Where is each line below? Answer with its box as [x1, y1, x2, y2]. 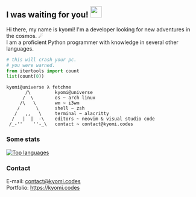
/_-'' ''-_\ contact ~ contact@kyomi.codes [8, 121, 134, 127]
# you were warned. [6, 62, 55, 68]
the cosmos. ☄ [6, 32, 43, 39]
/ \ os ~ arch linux [22, 95, 96, 101]
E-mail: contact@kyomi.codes [6, 177, 81, 184]
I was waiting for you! [6, 10, 89, 20]
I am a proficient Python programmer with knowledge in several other [6, 39, 179, 46]
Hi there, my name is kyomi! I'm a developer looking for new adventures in [6, 25, 191, 33]
